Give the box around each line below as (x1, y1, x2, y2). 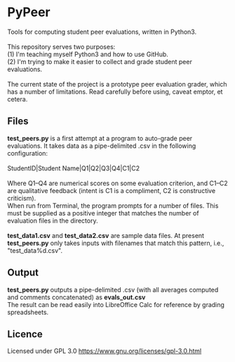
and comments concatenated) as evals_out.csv (7, 293, 146, 301)
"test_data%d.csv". (7, 246, 63, 254)
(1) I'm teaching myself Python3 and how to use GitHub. (7, 50, 168, 58)
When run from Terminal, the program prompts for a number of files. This (7, 201, 219, 210)
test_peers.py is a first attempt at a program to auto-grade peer (7, 134, 193, 142)
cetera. (7, 94, 28, 103)
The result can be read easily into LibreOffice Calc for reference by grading (7, 300, 224, 308)
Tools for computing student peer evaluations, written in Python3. (7, 27, 197, 36)
